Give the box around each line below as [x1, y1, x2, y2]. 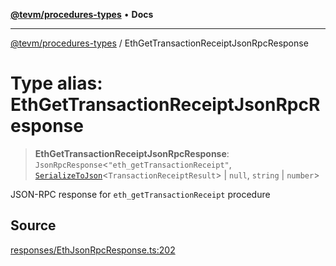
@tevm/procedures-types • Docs [10, 9, 154, 20]
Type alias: [10, 72, 103, 95]
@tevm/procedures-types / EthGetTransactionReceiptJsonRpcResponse [10, 37, 309, 49]
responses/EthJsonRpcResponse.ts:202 [10, 244, 176, 256]
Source [10, 217, 57, 234]
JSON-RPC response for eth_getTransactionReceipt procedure [10, 188, 271, 200]
